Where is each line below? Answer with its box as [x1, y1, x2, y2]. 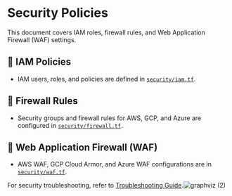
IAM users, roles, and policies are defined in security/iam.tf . [17, 74, 196, 83]
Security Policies [7, 5, 109, 21]
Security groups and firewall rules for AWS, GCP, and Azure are [17, 114, 202, 122]
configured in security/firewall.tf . [17, 121, 123, 129]
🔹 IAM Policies [7, 56, 72, 68]
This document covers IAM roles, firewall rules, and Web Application [7, 28, 205, 37]
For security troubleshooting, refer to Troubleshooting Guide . [7, 181, 184, 190]
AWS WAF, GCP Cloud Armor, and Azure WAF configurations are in [17, 160, 212, 169]
